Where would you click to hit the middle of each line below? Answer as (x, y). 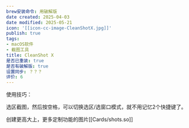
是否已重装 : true (25, 60)
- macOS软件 (20, 45)
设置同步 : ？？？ (24, 72)
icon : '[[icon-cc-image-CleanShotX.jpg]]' (59, 28)
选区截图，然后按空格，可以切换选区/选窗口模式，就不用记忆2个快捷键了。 (96, 107)
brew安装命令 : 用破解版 (32, 11)
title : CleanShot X (30, 55)
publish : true (24, 33)
